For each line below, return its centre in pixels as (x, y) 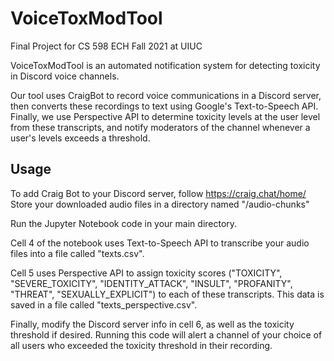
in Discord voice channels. (65, 76)
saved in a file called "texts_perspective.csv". (104, 304)
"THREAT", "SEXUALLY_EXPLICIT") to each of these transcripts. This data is (167, 294)
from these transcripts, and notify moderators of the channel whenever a (160, 127)
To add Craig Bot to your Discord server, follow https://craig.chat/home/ (158, 193)
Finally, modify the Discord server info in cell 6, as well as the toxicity (152, 324)
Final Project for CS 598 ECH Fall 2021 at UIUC (106, 46)
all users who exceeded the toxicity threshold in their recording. (141, 345)
